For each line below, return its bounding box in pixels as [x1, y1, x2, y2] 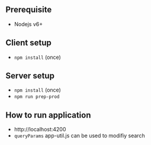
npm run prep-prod [14, 94, 60, 100]
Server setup [5, 71, 54, 81]
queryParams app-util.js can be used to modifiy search [14, 132, 146, 139]
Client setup [5, 38, 52, 48]
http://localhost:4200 [14, 126, 66, 133]
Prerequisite [5, 5, 52, 15]
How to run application [5, 110, 91, 120]
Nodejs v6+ [14, 20, 43, 27]
